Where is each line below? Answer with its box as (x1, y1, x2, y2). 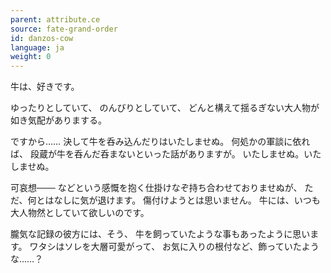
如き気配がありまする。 (10, 114, 107, 126)
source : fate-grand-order (10, 24, 118, 34)
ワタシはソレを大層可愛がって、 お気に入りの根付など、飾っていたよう (29, 241, 320, 253)
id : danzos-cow (10, 33, 74, 43)
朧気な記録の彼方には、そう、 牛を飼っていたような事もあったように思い (10, 228, 311, 240)
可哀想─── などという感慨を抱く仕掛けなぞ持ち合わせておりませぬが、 (10, 182, 303, 194)
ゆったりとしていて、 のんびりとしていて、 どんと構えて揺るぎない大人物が (10, 102, 320, 114)
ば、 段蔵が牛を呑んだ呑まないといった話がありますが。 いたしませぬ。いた (10, 148, 322, 160)
